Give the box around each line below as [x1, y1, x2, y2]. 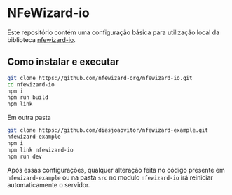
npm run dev [7, 153, 42, 160]
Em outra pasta [7, 114, 51, 122]
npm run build [7, 94, 49, 101]
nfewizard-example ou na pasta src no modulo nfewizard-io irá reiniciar [7, 173, 214, 182]
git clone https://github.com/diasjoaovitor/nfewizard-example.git [7, 127, 209, 134]
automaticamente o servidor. [7, 180, 90, 189]
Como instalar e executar [7, 56, 120, 68]
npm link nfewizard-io [7, 146, 74, 154]
